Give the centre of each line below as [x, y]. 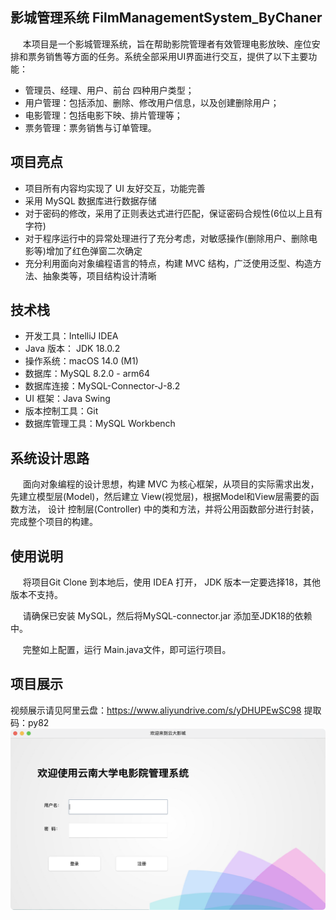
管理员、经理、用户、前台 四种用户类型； [109, 90]
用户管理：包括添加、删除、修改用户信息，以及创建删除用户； [152, 102]
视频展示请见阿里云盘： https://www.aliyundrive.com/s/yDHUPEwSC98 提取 [166, 710]
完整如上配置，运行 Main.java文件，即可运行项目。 [127, 650]
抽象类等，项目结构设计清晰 [99, 275]
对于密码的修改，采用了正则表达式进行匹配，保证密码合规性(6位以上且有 [173, 213]
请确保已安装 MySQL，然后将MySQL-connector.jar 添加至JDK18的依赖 [167, 616]
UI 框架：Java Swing [67, 399]
